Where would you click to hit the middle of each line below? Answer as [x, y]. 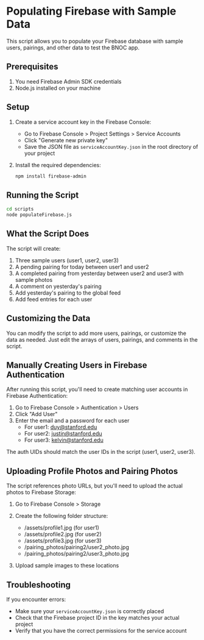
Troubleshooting [39, 585]
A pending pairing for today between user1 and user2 [82, 267]
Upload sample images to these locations [67, 566]
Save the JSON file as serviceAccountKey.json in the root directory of [111, 146]
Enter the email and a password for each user [72, 421]
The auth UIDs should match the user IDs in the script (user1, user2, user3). [101, 452]
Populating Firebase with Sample [91, 11]
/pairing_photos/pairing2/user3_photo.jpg [77, 554]
